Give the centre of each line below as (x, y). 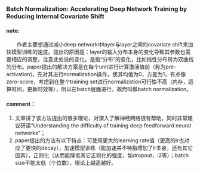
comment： (21, 104)
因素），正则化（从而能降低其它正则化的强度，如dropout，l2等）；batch (102, 155)
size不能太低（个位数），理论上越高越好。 (66, 163)
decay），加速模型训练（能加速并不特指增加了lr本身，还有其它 (117, 148)
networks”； (30, 133)
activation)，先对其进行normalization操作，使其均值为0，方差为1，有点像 (96, 74)
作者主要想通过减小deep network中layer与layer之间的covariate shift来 (102, 45)
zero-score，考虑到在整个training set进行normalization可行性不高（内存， (97, 82)
